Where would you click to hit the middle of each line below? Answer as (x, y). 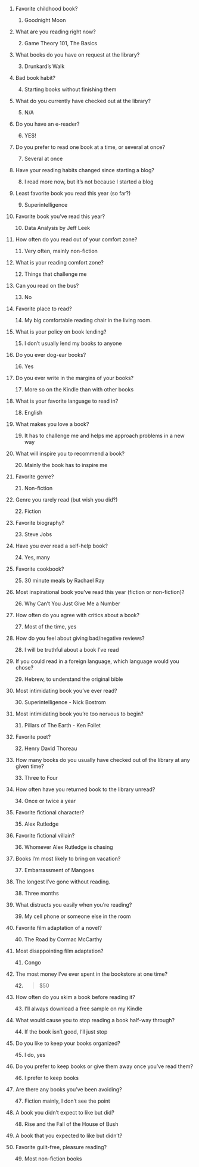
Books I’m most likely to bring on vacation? (68, 858)
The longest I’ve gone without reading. (63, 882)
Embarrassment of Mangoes (59, 870)
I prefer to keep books (52, 1078)
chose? (24, 667)
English (33, 413)
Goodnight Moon (45, 20)
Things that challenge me (55, 274)
